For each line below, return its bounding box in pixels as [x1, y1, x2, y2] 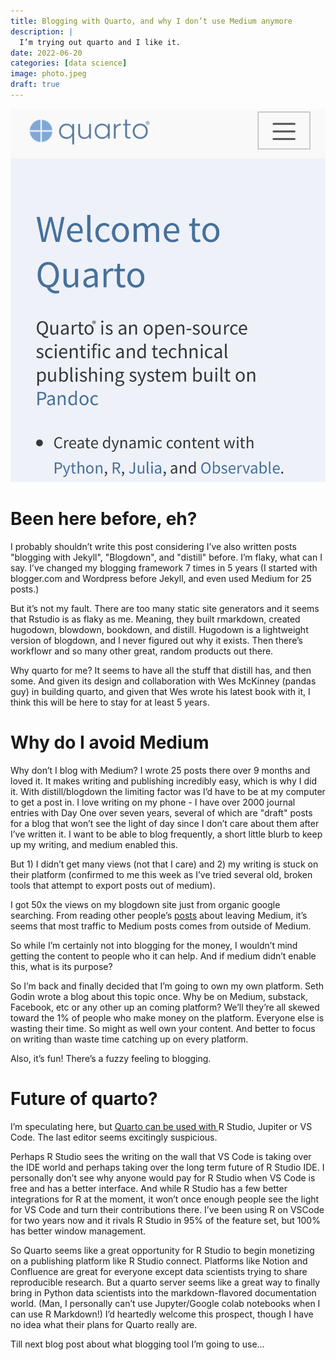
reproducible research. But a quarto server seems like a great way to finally [10, 1276, 321, 1289]
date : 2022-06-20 [10, 48, 83, 58]
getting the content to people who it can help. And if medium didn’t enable [10, 950, 317, 962]
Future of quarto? [10, 1088, 158, 1110]
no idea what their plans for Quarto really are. [10, 1319, 198, 1331]
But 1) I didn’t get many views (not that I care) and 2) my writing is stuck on [10, 858, 319, 870]
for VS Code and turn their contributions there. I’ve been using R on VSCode [10, 1204, 325, 1216]
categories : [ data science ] [10, 58, 128, 69]
